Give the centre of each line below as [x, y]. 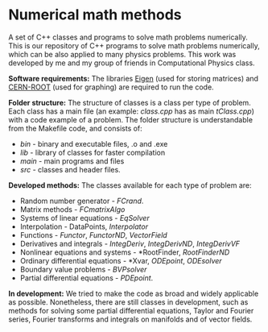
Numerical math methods [95, 15]
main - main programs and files [72, 161]
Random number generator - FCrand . [82, 201]
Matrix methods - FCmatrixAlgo [72, 209]
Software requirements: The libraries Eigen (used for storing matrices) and [134, 78]
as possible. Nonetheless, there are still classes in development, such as [128, 302]
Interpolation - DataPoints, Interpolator [84, 226]
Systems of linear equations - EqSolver [85, 218]
